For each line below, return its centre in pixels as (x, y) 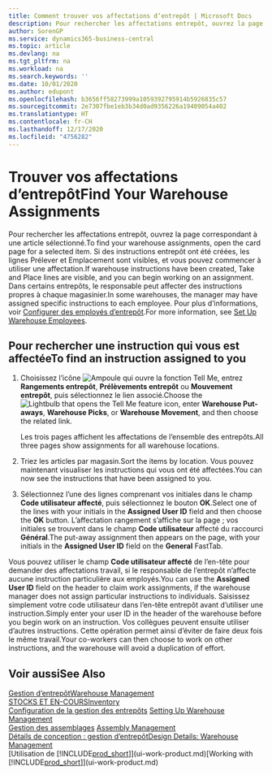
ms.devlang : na (34, 54)
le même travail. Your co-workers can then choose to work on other (121, 639)
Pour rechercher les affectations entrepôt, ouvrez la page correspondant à (133, 234)
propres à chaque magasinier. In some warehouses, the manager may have (133, 294)
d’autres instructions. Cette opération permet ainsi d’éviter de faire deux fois (136, 631)
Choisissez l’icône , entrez (132, 378)
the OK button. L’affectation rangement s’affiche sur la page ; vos (129, 520)
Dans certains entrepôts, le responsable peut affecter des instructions (125, 286)
